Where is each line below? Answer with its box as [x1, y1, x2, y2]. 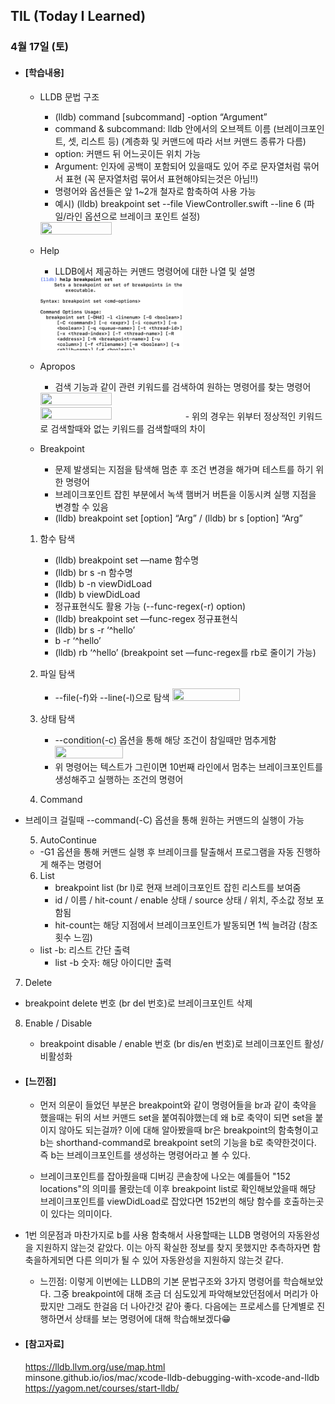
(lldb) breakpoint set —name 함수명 [54, 554, 200, 566]
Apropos [39, 360, 76, 373]
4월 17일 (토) [10, 40, 69, 54]
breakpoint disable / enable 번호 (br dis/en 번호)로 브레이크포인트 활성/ [39, 1038, 324, 1050]
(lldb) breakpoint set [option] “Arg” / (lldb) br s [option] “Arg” [54, 512, 303, 524]
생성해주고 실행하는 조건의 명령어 [54, 774, 184, 786]
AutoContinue [39, 834, 97, 846]
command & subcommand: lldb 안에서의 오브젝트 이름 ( [54, 122, 277, 134]
